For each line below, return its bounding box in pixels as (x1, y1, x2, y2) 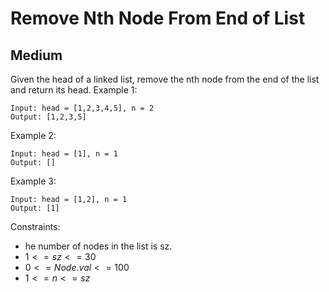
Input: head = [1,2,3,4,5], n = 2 (10, 103, 155, 113)
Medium (10, 47, 63, 64)
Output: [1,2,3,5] (10, 112, 87, 122)
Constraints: (10, 221, 61, 232)
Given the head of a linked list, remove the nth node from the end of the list (10, 73, 320, 85)
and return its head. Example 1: (10, 84, 138, 96)
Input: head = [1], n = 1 (10, 149, 118, 159)
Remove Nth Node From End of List (10, 7, 306, 30)
